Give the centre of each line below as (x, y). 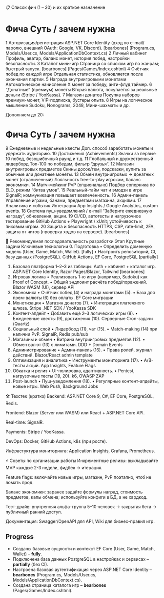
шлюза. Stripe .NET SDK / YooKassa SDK (54, 308)
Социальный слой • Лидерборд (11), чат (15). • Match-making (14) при (85, 329)
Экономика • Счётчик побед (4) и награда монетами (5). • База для (84, 292)
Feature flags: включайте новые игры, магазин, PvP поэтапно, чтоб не (79, 477)
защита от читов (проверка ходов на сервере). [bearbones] (68, 231)
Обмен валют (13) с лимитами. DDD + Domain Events (68, 344)
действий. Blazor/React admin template (53, 355)
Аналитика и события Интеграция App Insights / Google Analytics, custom (82, 205)
